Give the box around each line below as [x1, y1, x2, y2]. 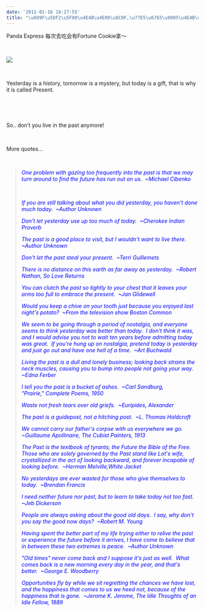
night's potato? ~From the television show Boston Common [21, 309, 172, 316]
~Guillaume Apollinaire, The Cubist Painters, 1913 [21, 431, 145, 439]
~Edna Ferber [21, 371, 57, 378]
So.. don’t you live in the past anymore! [6, 121, 105, 129]
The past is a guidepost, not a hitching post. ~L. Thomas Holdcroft [21, 413, 191, 420]
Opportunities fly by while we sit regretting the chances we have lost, [21, 579, 196, 586]
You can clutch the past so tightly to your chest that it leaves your [21, 284, 187, 291]
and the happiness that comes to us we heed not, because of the [21, 585, 186, 592]
